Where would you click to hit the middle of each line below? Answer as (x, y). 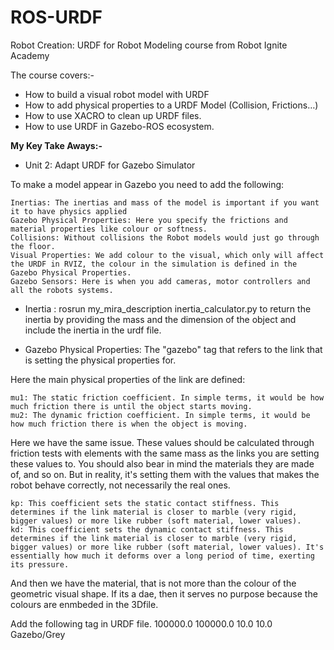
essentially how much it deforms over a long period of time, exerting (162, 556)
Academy (30, 55)
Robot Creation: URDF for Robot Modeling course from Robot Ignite (149, 45)
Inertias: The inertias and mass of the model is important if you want (165, 202)
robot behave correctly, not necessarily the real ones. (120, 485)
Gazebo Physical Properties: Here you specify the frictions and (149, 220)
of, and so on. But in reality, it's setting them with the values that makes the (165, 474)
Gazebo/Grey (38, 634)
